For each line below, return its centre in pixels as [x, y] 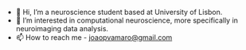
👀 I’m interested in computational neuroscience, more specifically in [127, 20]
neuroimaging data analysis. [62, 29]
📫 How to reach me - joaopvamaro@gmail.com [94, 37]
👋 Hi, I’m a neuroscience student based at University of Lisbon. [119, 12]
